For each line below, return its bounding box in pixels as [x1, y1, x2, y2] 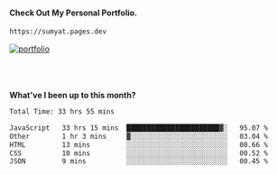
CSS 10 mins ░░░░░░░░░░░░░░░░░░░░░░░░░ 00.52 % [9, 149, 269, 158]
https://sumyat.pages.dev [9, 27, 106, 36]
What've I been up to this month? [9, 90, 137, 101]
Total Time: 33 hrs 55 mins [9, 107, 115, 116]
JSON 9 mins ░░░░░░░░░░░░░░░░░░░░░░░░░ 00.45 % [9, 157, 269, 166]
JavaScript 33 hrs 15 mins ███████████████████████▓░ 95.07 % [9, 123, 269, 133]
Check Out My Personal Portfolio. [9, 7, 138, 18]
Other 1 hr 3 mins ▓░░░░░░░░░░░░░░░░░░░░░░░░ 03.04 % [9, 132, 269, 141]
